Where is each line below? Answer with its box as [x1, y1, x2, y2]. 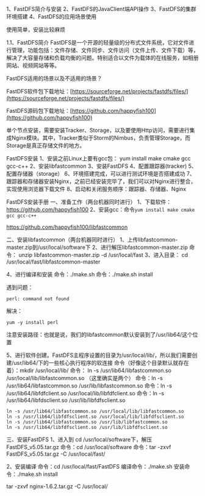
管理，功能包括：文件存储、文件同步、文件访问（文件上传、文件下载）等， [11, 46, 199, 54]
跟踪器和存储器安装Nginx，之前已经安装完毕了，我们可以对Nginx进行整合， [6, 178, 196, 185]
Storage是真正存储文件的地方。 [6, 142, 85, 149]
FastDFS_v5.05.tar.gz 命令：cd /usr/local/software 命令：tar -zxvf [6, 444, 171, 450]
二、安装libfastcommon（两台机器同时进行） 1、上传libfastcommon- [6, 236, 178, 243]
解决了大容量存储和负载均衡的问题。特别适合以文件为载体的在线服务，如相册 [6, 54, 199, 61]
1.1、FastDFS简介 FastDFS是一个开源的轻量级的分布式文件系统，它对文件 [6, 39, 189, 46]
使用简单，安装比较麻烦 [6, 26, 65, 33]
